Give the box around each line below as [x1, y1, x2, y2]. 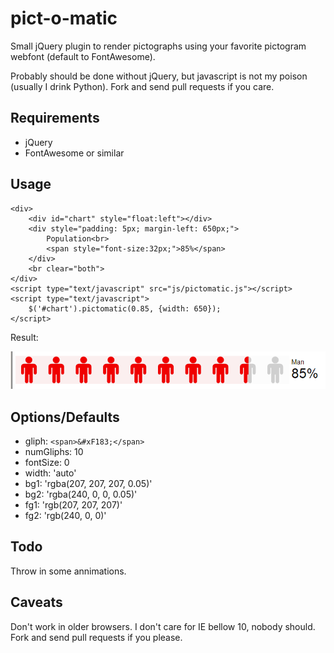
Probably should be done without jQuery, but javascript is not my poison [10, 70, 308, 82]
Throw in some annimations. [10, 565, 127, 577]
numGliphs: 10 [24, 446, 84, 458]
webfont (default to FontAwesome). [10, 50, 156, 62]
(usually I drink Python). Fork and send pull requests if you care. [10, 80, 275, 92]
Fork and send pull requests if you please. [10, 631, 183, 643]
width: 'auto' [24, 467, 77, 479]
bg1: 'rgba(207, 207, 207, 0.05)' [24, 478, 153, 490]
